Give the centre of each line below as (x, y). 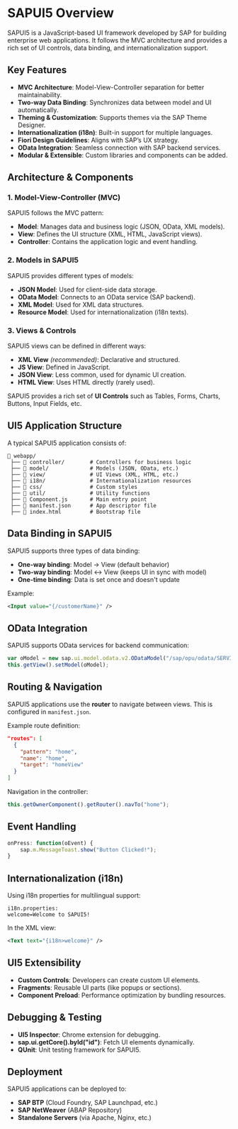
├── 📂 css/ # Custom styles (74, 487)
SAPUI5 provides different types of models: (71, 275)
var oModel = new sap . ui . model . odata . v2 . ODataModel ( (87, 659)
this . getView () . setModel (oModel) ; (58, 665)
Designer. (32, 125)
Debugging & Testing (55, 1017)
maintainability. (40, 94)
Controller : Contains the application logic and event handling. (108, 242)
